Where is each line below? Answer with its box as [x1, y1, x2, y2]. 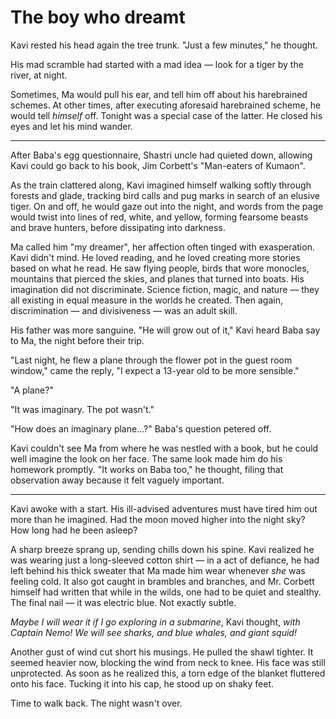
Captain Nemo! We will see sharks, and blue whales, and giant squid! [10, 626, 297, 638]
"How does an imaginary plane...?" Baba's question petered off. [10, 422, 272, 435]
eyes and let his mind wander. [10, 120, 133, 132]
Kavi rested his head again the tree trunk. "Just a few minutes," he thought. [10, 39, 318, 51]
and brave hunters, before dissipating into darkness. [10, 221, 226, 233]
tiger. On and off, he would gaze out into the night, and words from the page [10, 200, 324, 212]
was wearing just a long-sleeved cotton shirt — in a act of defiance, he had [10, 554, 320, 566]
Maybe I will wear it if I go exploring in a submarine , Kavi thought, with [10, 616, 301, 628]
